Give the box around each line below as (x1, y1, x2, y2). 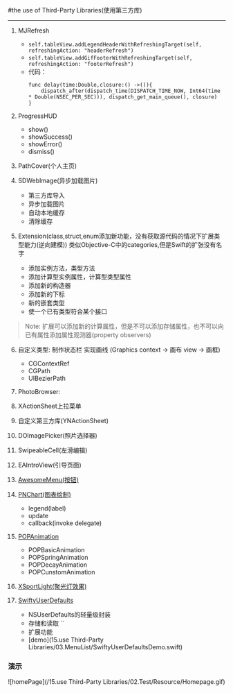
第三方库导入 (28, 191, 65, 199)
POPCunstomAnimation (28, 568, 95, 576)
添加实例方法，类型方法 (28, 264, 95, 272)
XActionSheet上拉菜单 (17, 402, 82, 410)
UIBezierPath (28, 374, 66, 382)
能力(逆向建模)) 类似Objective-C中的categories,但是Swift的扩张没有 (24, 241, 216, 248)
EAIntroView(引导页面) (17, 461, 82, 469)
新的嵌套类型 (28, 299, 65, 307)
